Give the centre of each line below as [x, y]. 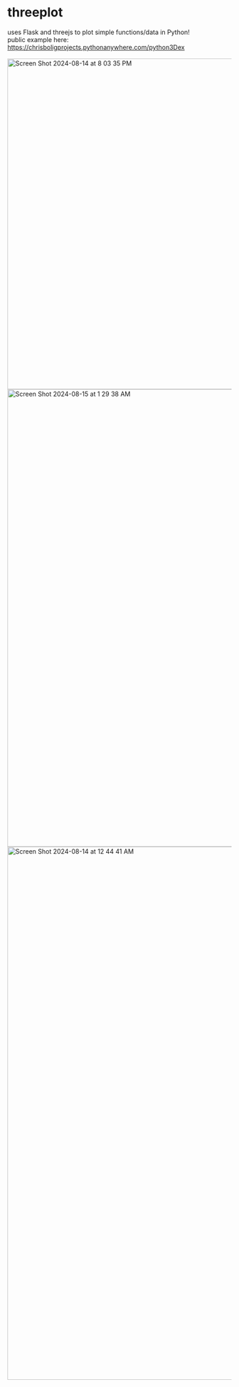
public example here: [38, 39]
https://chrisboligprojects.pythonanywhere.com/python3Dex [96, 47]
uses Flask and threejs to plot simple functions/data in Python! [99, 32]
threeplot [35, 12]
